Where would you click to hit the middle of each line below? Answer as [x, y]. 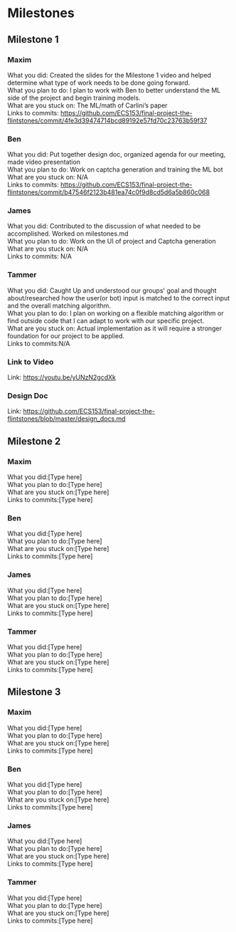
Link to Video [31, 362]
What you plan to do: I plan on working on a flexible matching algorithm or [116, 313]
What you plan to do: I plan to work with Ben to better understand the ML [114, 90]
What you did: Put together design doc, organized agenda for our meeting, [117, 155]
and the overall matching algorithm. [59, 305]
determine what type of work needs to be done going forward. [99, 83]
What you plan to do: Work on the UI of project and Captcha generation [112, 241]
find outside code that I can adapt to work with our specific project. [106, 320]
